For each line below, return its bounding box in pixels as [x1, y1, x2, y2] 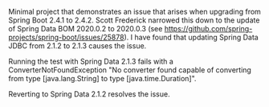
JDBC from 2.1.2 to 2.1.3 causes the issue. [8, 41, 147, 51]
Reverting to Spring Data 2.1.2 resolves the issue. [8, 89, 170, 99]
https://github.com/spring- [164, 24, 253, 33]
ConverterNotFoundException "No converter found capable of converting [8, 65, 251, 75]
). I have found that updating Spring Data [124, 32, 259, 42]
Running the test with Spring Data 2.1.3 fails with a [8, 56, 174, 66]
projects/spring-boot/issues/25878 [8, 32, 124, 42]
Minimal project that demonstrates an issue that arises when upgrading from [8, 7, 261, 16]
